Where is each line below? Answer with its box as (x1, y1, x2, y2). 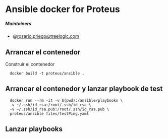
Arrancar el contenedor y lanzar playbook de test (5, 85, 163, 93)
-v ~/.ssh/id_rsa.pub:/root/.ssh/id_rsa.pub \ (10, 107, 109, 112)
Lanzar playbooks (5, 125, 63, 133)
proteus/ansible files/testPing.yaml (10, 111, 89, 116)
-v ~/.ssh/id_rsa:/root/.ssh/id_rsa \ (10, 102, 92, 107)
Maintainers (5, 20, 32, 26)
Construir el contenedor (5, 61, 55, 67)
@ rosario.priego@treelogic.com (12, 33, 79, 39)
